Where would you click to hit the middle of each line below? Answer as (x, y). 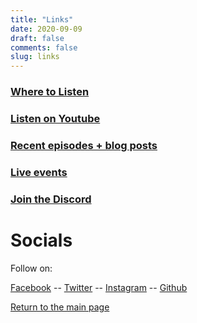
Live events (39, 172)
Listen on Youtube (55, 118)
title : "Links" (42, 19)
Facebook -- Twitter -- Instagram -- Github (99, 287)
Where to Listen (50, 92)
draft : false (37, 38)
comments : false (44, 47)
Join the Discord (51, 199)
